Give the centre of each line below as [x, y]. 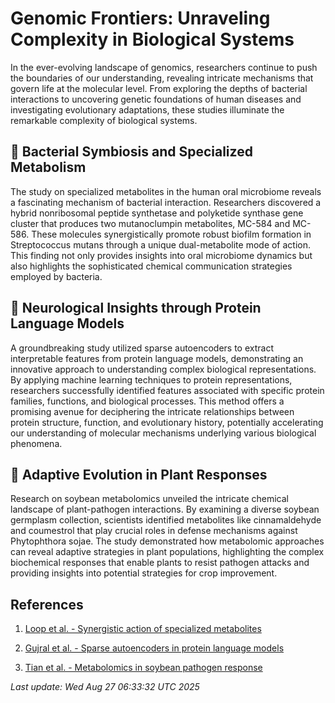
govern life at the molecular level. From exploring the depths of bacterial [159, 88]
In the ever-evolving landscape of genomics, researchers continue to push [164, 67]
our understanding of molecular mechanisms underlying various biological [163, 433]
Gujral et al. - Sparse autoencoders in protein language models [154, 648]
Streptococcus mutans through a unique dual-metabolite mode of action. [161, 244]
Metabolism [48, 167]
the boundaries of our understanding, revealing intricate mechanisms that [162, 78]
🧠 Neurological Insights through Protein [136, 308]
